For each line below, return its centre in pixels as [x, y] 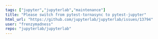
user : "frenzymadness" [29, 24]
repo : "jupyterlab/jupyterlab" [38, 29]
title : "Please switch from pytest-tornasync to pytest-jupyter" [76, 15]
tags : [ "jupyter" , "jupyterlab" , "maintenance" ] [55, 10]
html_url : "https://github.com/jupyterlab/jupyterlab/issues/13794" [79, 19]
